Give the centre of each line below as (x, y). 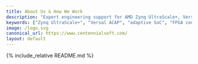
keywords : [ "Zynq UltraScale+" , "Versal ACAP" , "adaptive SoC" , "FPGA (95, 22)
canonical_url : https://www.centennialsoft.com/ (67, 33)
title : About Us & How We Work (44, 11)
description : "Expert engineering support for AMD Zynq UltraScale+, (93, 17)
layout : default (26, 39)
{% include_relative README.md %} (50, 55)
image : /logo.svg (27, 28)
